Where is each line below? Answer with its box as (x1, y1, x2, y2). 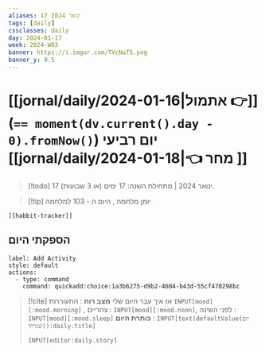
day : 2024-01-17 (8, 33, 62, 42)
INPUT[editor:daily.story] (27, 336, 118, 344)
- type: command (15, 275, 69, 283)
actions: (8, 268, 37, 277)
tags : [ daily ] (8, 19, 56, 27)
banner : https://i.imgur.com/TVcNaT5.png (8, 48, 148, 56)
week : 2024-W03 (8, 41, 59, 49)
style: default (8, 261, 59, 269)
